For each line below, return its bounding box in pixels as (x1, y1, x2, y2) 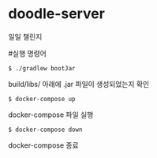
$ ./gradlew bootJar (8, 64, 77, 72)
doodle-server (8, 5, 105, 23)
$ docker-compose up (8, 95, 77, 103)
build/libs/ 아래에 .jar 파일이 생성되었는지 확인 (8, 79, 150, 88)
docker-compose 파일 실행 (8, 110, 94, 119)
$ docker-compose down (8, 126, 83, 134)
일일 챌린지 (8, 32, 43, 41)
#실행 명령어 (8, 48, 47, 58)
